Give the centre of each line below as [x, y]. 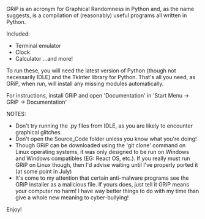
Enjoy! [14, 209]
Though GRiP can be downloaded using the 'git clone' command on [100, 145]
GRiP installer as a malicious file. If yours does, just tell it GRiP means [102, 184]
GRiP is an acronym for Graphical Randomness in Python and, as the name [100, 9]
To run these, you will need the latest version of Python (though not [91, 71]
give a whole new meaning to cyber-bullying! [72, 198]
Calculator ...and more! [44, 59]
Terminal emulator [38, 46]
